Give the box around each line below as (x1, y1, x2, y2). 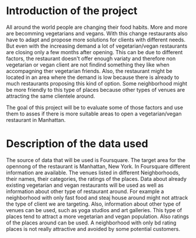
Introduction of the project (6, 4, 138, 18)
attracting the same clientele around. (6, 92, 95, 100)
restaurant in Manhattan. (6, 116, 66, 123)
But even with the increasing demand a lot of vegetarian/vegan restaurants (6, 42, 188, 49)
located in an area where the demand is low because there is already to (6, 74, 180, 81)
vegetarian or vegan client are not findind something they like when (6, 61, 170, 68)
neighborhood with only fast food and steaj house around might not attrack (6, 194, 188, 201)
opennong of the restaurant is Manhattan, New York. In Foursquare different (6, 163, 190, 170)
